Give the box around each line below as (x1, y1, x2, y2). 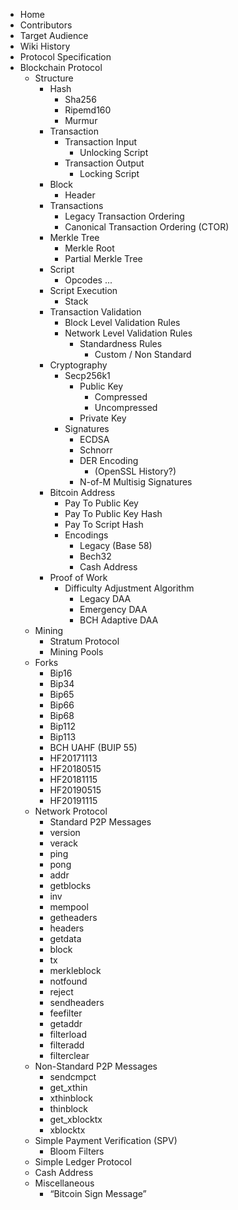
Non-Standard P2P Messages (34, 1060, 158, 1072)
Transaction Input (64, 136, 138, 148)
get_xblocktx (49, 1114, 103, 1125)
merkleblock (49, 965, 102, 976)
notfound (49, 975, 88, 987)
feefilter (49, 1007, 83, 1019)
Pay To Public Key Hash (64, 508, 163, 519)
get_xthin (49, 1082, 88, 1093)
